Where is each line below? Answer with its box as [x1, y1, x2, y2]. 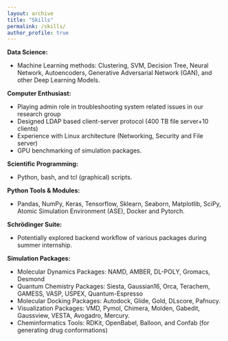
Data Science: [7, 48, 48, 56]
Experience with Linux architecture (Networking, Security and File [16, 132, 204, 140]
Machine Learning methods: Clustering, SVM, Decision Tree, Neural [16, 61, 209, 69]
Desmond [16, 275, 45, 283]
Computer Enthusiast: [7, 89, 71, 98]
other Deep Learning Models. [16, 76, 100, 85]
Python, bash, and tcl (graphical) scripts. [16, 173, 133, 181]
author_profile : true [7, 29, 69, 36]
